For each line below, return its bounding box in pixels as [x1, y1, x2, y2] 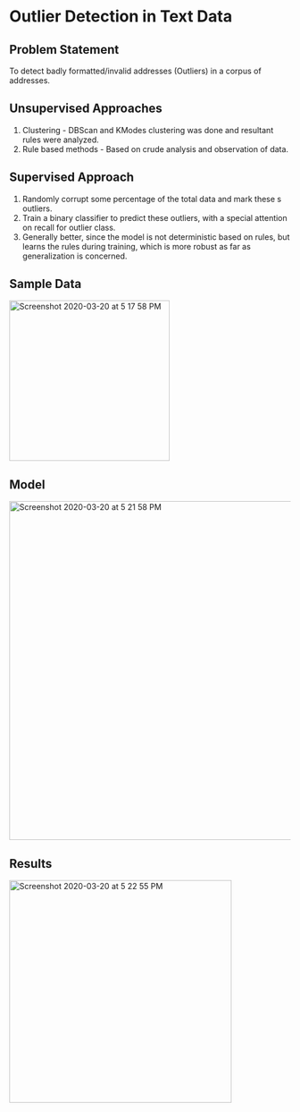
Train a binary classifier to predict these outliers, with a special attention [21, 212, 287, 223]
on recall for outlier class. [21, 222, 116, 233]
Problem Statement [9, 42, 120, 57]
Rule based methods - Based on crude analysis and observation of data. [21, 143, 288, 154]
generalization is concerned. [21, 250, 128, 261]
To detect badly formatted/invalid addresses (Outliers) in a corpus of [9, 65, 262, 76]
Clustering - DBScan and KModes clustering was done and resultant [21, 124, 274, 135]
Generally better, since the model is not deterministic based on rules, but [21, 231, 290, 242]
